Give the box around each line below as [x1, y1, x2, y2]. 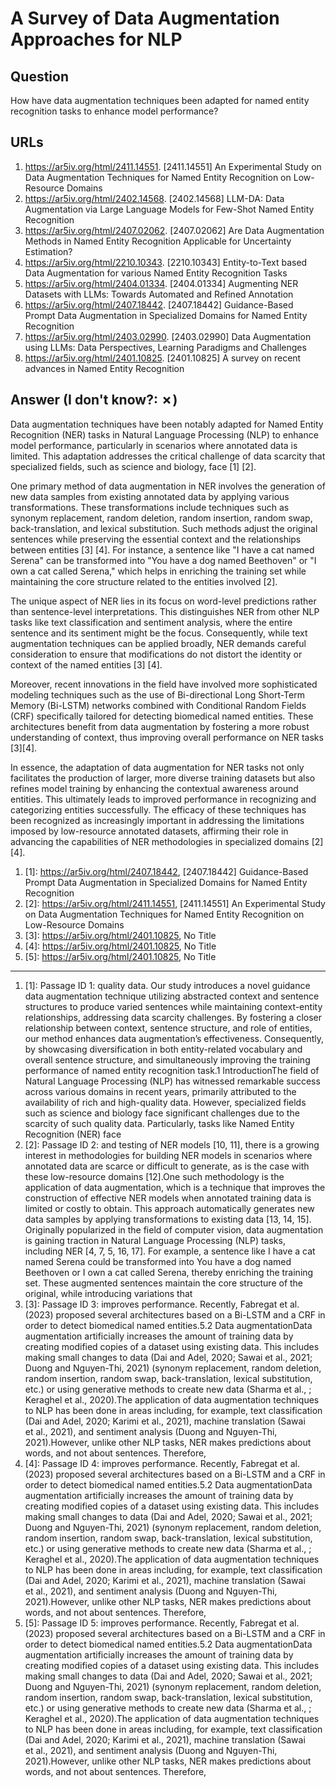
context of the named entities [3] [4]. [10, 658, 163, 671]
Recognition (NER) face [24, 1128, 122, 1140]
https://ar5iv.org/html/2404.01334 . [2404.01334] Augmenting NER [24, 277, 299, 289]
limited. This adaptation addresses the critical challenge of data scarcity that [10, 450, 326, 462]
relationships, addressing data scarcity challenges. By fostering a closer [24, 1011, 322, 1023]
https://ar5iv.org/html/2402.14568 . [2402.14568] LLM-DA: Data [24, 192, 285, 204]
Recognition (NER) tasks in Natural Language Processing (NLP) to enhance [10, 428, 319, 441]
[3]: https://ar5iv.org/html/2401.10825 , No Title [24, 929, 217, 941]
